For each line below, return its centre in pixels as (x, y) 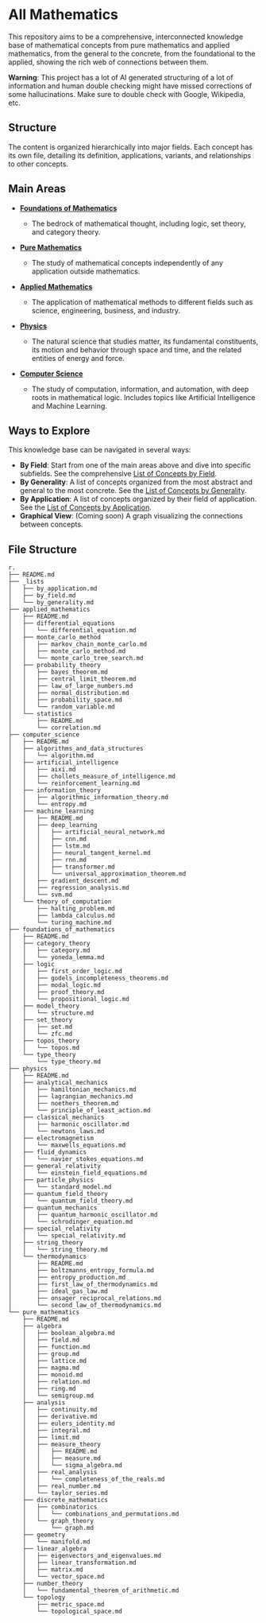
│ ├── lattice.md (55, 1361)
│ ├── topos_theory (44, 1041)
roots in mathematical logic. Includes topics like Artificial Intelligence (143, 397)
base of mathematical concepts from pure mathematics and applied (119, 45)
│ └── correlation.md (55, 728)
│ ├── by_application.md (53, 589)
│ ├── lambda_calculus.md (62, 916)
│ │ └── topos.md (44, 1048)
